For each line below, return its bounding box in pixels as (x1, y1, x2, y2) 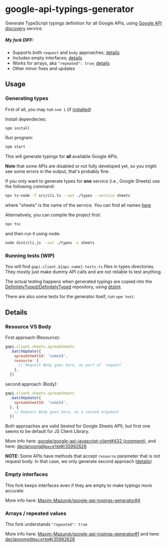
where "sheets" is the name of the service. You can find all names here (5, 202, 151, 208)
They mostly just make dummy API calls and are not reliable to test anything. (5, 269, 162, 275)
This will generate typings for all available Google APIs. (5, 154, 119, 160)
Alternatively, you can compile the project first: (5, 212, 101, 218)
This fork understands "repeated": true (5, 521, 88, 527)
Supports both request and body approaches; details (12, 49, 120, 56)
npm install (5, 126, 30, 131)
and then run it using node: (5, 231, 61, 237)
